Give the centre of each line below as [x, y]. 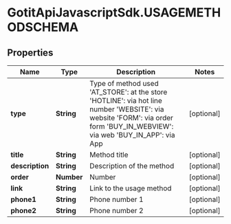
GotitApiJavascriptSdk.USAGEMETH [114, 13]
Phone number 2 [116, 211]
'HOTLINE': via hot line [126, 101]
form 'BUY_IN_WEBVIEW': [131, 126]
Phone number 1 [116, 199]
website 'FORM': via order [131, 118]
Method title [109, 155]
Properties [30, 53]
